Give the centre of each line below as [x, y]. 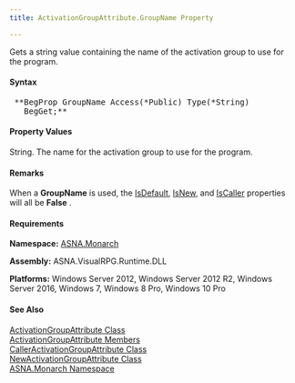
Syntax [23, 82]
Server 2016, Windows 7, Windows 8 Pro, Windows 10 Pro [117, 288]
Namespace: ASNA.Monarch [64, 244]
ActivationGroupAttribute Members [75, 339]
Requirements [37, 223]
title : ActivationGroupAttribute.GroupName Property [112, 18]
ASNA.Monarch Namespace [62, 368]
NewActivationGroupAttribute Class [76, 358]
